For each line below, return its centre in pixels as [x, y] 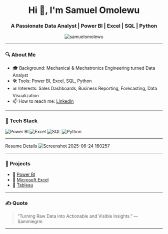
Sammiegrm [30, 221]
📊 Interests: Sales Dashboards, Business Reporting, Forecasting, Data [85, 88]
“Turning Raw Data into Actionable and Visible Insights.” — [78, 216]
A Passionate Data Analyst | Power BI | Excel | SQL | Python [84, 26]
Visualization [25, 95]
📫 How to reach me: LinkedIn [43, 101]
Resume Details [21, 146]
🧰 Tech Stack [21, 121]
